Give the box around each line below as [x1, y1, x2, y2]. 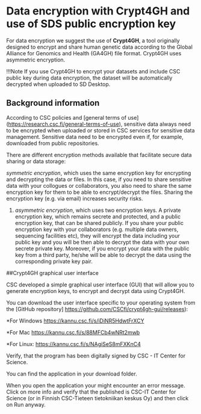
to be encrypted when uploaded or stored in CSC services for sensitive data [6, 126, 195, 134]
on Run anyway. [6, 401, 46, 408]
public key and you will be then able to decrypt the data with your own [14, 238, 190, 246]
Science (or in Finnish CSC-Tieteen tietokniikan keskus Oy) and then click [6, 394, 189, 401]
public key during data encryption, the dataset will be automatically [6, 74, 173, 81]
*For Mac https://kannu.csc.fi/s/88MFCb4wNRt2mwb [6, 329, 140, 336]
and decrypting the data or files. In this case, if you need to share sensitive [6, 176, 191, 183]
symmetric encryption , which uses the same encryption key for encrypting [6, 169, 191, 176]
